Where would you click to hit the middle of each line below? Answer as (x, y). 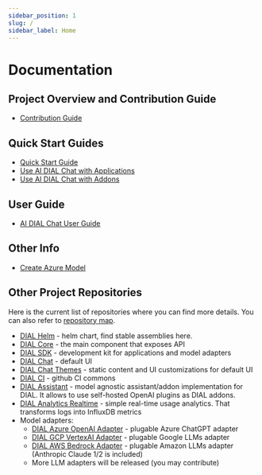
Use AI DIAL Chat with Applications (77, 171)
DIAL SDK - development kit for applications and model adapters (125, 352)
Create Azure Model (52, 267)
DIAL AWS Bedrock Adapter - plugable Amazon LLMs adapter (133, 446)
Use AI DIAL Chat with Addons (69, 179)
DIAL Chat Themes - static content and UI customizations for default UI (136, 369)
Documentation (61, 70)
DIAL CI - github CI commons (68, 378)
